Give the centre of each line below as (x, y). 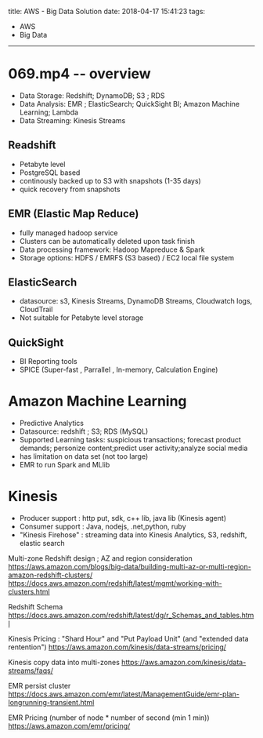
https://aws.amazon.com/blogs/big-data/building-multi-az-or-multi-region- (130, 567)
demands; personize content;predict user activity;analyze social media (133, 448)
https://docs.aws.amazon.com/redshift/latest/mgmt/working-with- (115, 583)
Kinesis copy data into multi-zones (64, 663)
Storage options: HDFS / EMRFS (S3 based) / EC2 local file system (127, 257)
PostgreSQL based (50, 173)
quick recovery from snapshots (70, 189)
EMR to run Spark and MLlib (65, 465)
